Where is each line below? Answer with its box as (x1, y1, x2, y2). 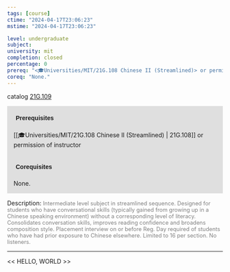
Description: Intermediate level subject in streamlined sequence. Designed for (7, 199, 211, 207)
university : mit (7, 48, 53, 55)
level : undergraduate (7, 35, 69, 42)
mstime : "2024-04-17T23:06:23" (7, 23, 97, 29)
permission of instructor (13, 140, 81, 149)
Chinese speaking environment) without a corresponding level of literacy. (7, 212, 196, 220)
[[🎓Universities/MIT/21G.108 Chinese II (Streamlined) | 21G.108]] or (13, 131, 204, 139)
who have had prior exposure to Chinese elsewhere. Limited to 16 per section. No (7, 232, 217, 239)
